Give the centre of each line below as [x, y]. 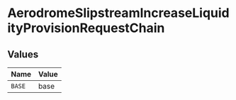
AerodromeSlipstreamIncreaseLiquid [118, 13]
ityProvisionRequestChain [86, 28]
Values [23, 54]
